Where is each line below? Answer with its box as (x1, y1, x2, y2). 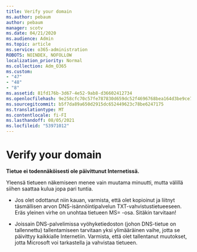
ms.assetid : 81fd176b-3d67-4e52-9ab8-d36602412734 (6, 90, 133, 96)
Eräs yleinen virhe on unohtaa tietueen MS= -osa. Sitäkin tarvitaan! (14, 209, 176, 216)
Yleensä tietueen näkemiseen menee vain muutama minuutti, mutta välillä (6, 179, 184, 186)
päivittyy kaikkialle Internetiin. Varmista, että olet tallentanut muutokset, (14, 233, 188, 240)
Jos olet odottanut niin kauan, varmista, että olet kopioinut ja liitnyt (14, 196, 175, 203)
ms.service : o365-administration (6, 47, 88, 53)
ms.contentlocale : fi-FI (6, 112, 67, 118)
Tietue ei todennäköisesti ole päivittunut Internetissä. (6, 168, 140, 175)
